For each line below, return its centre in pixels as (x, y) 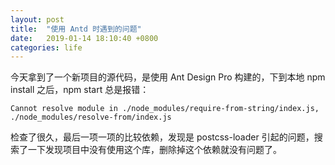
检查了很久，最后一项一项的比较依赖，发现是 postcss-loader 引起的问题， (162, 137)
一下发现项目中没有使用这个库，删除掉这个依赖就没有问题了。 (154, 150)
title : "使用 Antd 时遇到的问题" (76, 29)
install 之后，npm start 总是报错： (80, 90)
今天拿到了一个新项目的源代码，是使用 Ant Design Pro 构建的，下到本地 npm (168, 77)
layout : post (37, 19)
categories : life (46, 47)
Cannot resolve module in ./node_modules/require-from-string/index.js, (165, 109)
